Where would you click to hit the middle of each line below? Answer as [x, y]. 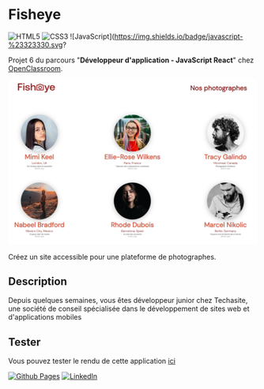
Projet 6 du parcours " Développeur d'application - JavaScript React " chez [131, 60]
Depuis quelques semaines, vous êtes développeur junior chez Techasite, [128, 301]
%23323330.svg [36, 44]
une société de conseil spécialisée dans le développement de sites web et [129, 309]
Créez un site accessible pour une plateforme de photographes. [112, 256]
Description [38, 282]
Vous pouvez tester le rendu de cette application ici [92, 361]
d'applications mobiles [45, 317]
